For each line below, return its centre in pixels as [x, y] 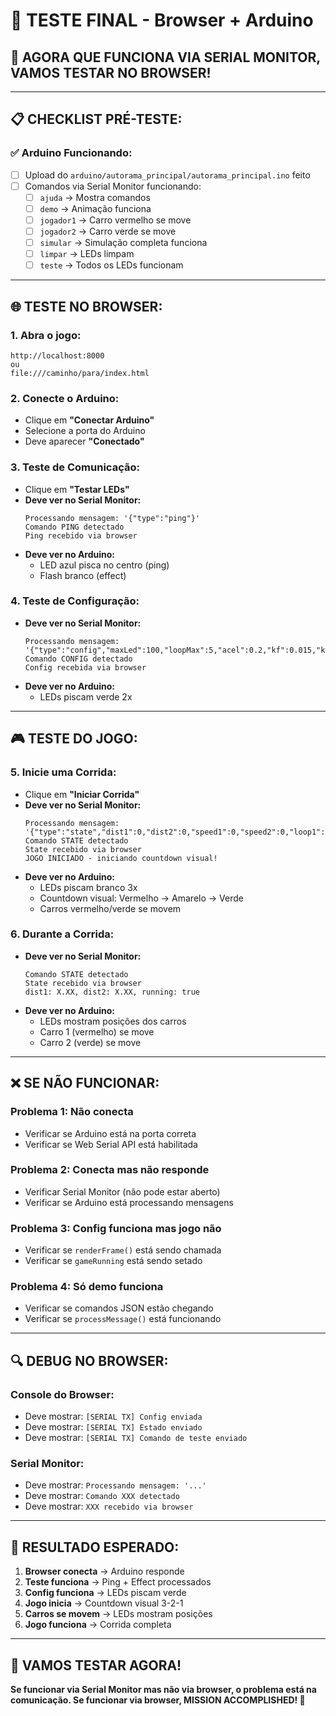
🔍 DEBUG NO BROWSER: [89, 1360]
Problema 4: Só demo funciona [87, 1287]
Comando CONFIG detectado [78, 659]
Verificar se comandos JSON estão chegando [119, 1308]
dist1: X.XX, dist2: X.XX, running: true [112, 992]
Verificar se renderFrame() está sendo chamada [123, 1250]
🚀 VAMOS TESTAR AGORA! [96, 1665]
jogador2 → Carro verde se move [108, 231]
